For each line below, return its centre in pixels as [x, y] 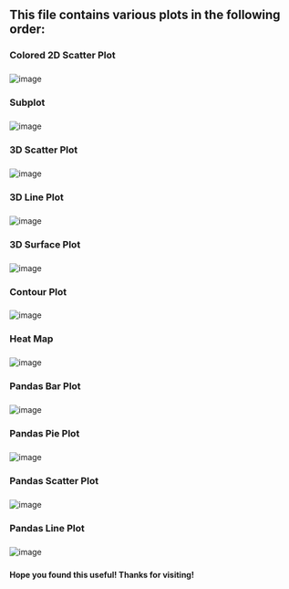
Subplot [27, 102]
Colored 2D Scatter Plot [62, 56]
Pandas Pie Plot [45, 434]
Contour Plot [38, 291]
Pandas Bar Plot [45, 386]
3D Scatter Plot [44, 150]
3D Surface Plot [45, 244]
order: [27, 30]
